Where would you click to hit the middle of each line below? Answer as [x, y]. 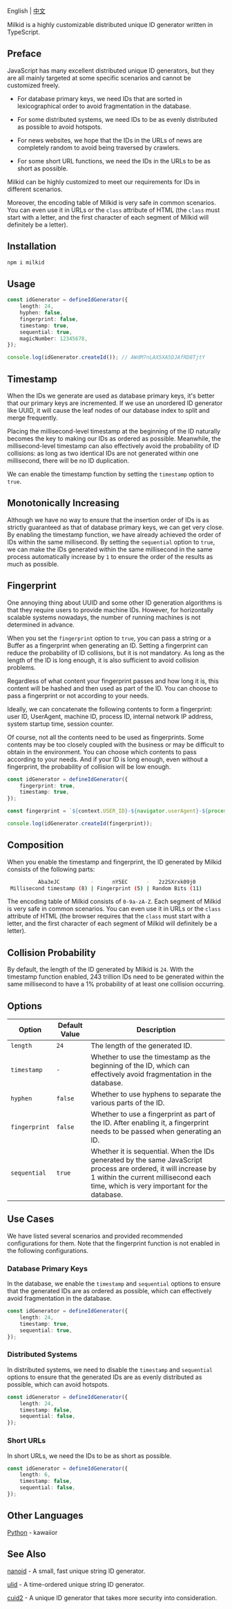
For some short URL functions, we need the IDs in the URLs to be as [114, 161]
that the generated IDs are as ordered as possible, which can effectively [109, 1291]
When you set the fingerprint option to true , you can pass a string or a [109, 638]
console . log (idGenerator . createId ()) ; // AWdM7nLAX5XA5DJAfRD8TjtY [106, 357]
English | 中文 [27, 11]
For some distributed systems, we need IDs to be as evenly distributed [117, 119]
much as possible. [33, 564]
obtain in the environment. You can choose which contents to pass [102, 752]
